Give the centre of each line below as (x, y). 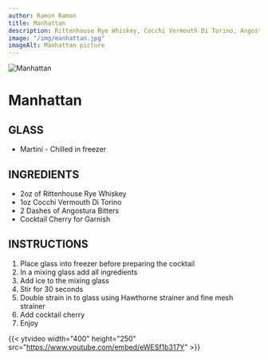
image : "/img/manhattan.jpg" (57, 38)
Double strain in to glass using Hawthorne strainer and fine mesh (126, 298)
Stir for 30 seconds (51, 289)
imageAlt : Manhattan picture (57, 46)
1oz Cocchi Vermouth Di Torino (71, 202)
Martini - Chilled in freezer (63, 150)
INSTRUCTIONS (49, 244)
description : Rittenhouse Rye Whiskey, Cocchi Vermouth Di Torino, (123, 30)
